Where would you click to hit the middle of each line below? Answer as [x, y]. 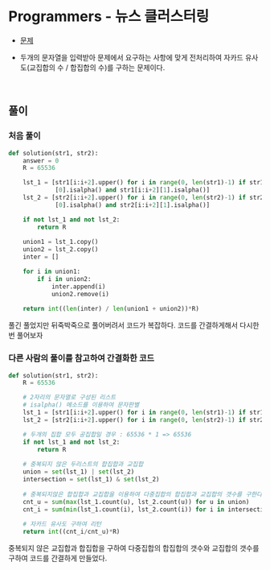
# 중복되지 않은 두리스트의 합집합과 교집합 [83, 465]
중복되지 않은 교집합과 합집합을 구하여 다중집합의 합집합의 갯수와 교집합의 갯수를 [134, 548]
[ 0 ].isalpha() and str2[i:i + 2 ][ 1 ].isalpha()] [133, 205]
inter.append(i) [78, 287]
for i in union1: [52, 271]
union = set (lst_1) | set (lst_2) [79, 472]
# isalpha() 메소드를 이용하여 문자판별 [81, 405]
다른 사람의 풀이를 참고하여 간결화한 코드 [82, 358]
